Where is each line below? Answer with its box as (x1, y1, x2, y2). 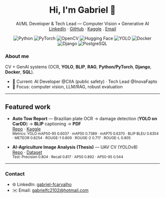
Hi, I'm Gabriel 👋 (49, 4, 116, 16)
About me (5, 52, 29, 59)
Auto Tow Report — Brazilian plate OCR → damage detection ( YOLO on (12, 116, 157, 122)
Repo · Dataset (12, 149, 43, 155)
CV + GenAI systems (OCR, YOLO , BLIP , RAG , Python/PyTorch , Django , (5, 64, 152, 70)
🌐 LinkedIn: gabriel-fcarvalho (12, 181, 72, 188)
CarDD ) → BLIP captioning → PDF (12, 121, 81, 127)
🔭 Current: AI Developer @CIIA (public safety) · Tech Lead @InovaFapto (12, 78, 158, 85)
